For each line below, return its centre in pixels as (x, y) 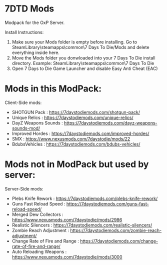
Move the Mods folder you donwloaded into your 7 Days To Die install (83, 57)
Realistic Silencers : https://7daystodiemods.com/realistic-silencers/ (82, 225)
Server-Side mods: (24, 188)
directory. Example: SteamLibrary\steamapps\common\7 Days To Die (83, 63)
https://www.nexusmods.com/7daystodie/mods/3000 (67, 257)
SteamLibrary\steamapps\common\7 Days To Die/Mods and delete (80, 47)
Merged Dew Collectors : (37, 214)
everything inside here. (35, 52)
